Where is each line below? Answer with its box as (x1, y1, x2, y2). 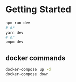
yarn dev (5, 30, 24, 35)
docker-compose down (5, 72, 49, 77)
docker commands (5, 53, 66, 62)
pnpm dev (5, 39, 24, 44)
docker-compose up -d (5, 67, 51, 72)
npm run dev (5, 20, 30, 25)
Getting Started (5, 4, 72, 15)
